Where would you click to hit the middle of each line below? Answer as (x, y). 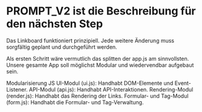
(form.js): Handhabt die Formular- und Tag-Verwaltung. (75, 102)
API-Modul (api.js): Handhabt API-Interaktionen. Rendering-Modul (111, 89)
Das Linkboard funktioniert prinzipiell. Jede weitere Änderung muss (90, 40)
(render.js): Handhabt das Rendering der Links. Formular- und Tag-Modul (97, 96)
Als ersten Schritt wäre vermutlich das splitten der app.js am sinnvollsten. (98, 58)
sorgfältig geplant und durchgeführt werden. (62, 47)
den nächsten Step (55, 24)
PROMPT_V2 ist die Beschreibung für (101, 11)
